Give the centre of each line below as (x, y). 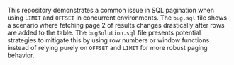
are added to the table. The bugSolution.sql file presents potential (104, 32)
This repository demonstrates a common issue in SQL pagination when (111, 10)
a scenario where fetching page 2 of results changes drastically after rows (116, 25)
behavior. (21, 55)
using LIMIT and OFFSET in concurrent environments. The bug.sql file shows (117, 18)
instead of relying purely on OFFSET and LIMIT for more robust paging (107, 48)
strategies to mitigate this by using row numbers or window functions (108, 40)
